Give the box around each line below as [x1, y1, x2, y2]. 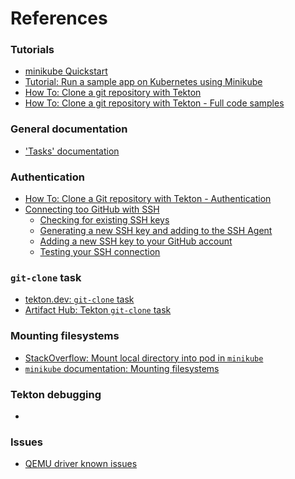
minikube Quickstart [24, 65, 108, 77]
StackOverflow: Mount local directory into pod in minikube [24, 352, 264, 364]
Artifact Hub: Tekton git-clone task [24, 304, 172, 316]
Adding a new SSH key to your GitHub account [39, 235, 233, 247]
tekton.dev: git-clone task [24, 293, 135, 306]
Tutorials [10, 43, 55, 57]
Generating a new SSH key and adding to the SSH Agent [39, 225, 273, 237]
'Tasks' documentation [24, 145, 120, 157]
